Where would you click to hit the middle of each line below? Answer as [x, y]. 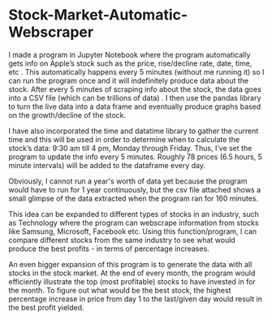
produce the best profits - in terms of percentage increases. [109, 249]
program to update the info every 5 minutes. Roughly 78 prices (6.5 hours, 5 [135, 157]
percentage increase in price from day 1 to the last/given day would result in [135, 299]
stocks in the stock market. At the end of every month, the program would [132, 273]
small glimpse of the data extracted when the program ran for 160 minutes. [133, 198]
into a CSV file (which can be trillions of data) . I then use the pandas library [135, 97]
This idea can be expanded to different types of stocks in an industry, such [134, 214]
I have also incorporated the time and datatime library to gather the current [134, 131]
